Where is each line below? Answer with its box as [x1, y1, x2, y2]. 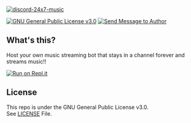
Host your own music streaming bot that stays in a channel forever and [6, 51, 185, 58]
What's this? [6, 35, 56, 46]
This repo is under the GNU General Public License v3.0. [6, 104, 149, 111]
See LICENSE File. [6, 110, 52, 117]
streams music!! [6, 58, 47, 65]
